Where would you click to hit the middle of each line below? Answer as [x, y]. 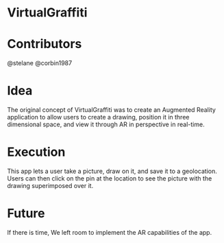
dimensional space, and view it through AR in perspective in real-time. [106, 124]
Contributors [45, 44]
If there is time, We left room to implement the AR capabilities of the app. [110, 232]
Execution [36, 152]
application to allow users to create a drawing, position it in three [98, 117]
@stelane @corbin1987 [40, 63]
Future [26, 213]
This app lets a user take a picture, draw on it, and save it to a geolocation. [112, 171]
